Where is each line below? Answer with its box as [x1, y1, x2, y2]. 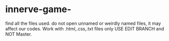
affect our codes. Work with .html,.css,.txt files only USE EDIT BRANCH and [5, 25, 164, 31]
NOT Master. [5, 31, 32, 37]
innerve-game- [5, 4, 71, 15]
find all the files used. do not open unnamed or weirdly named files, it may [5, 20, 161, 26]
